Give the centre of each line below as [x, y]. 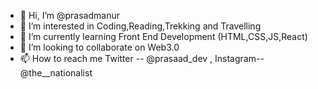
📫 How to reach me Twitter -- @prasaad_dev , [116, 58]
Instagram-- [239, 58]
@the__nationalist [56, 73]
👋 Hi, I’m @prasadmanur [69, 15]
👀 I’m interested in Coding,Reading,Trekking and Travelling [140, 26]
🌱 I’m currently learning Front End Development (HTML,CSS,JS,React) [163, 36]
